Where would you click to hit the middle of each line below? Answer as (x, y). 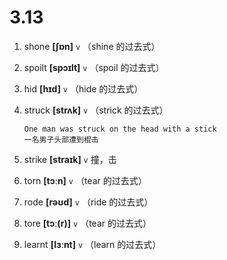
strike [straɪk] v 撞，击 (70, 159)
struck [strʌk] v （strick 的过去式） (96, 110)
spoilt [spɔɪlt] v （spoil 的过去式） (94, 67)
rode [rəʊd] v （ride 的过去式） (88, 202)
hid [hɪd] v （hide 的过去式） (83, 88)
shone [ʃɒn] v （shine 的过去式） (92, 46)
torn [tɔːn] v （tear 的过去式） (85, 180)
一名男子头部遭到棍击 (61, 139)
